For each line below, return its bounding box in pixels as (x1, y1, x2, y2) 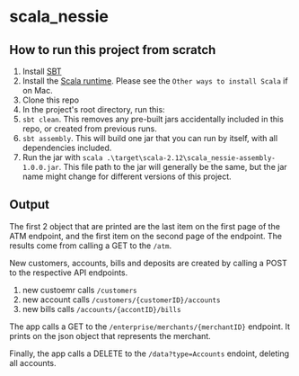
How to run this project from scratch (9, 42, 216, 58)
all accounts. (9, 357, 57, 368)
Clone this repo (22, 94, 79, 105)
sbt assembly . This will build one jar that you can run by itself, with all (22, 133, 278, 143)
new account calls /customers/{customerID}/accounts (22, 294, 221, 305)
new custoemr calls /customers (22, 284, 137, 295)
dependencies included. (22, 142, 112, 153)
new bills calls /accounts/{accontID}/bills (22, 303, 181, 314)
